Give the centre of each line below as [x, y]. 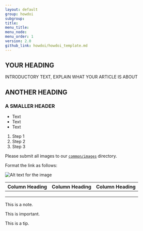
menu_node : [16, 32]
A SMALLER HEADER [30, 106]
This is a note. [19, 205]
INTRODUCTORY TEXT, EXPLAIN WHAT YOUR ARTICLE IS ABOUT [71, 77]
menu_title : [17, 28]
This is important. [23, 214]
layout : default [21, 9]
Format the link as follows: [31, 165]
